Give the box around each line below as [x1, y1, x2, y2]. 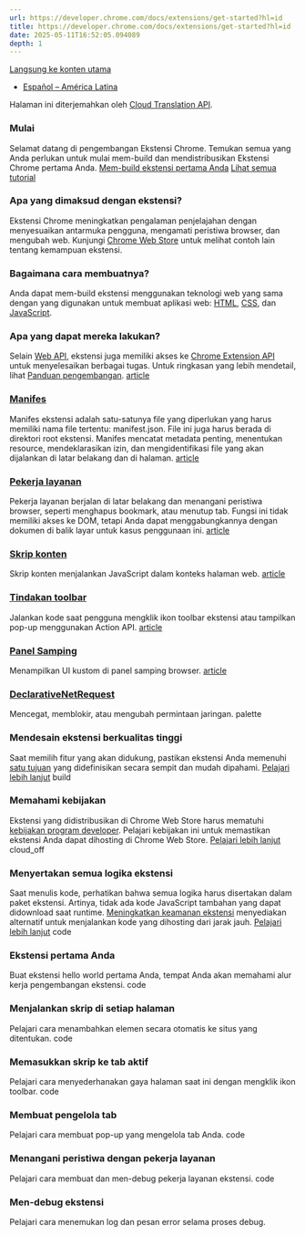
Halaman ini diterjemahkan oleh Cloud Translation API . [9, 99, 213, 110]
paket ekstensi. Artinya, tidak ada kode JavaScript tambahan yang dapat [9, 898, 281, 909]
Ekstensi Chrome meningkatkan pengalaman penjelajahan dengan [9, 215, 258, 226]
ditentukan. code [9, 1033, 73, 1044]
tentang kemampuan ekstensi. [9, 244, 123, 255]
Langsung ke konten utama [9, 64, 112, 75]
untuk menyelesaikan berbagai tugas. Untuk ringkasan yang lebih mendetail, [9, 360, 297, 371]
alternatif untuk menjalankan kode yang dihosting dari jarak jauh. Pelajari [9, 917, 282, 928]
